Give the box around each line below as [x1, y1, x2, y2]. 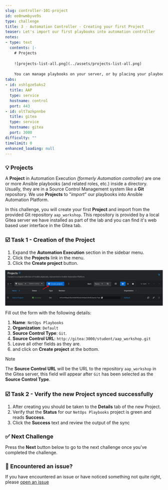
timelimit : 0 [5, 141, 32, 146]
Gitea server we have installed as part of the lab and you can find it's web [5, 217, 157, 223]
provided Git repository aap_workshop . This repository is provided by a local [5, 212, 159, 218]
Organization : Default [12, 325, 58, 331]
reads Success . [12, 414, 45, 420]
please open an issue [5, 479, 49, 485]
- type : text [5, 40, 32, 45]
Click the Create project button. [12, 260, 78, 266]
